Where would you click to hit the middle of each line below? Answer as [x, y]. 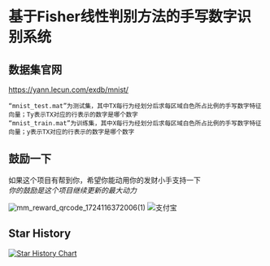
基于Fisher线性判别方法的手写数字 [123, 17]
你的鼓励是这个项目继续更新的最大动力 [72, 190]
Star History [40, 234]
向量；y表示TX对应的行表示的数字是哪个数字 [72, 132]
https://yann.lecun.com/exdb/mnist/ [68, 89]
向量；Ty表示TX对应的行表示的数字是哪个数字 [73, 115]
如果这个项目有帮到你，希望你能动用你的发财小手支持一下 [105, 180]
